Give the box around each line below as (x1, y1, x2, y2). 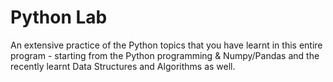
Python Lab (10, 6, 108, 29)
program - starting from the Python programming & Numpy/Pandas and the (10, 49, 320, 61)
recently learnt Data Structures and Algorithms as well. (10, 60, 236, 72)
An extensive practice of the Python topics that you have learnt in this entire (10, 39, 323, 51)
